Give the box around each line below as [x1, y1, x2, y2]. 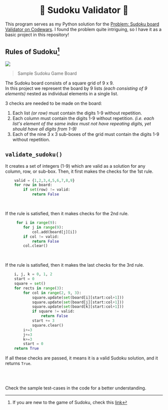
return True [14, 346, 39, 351]
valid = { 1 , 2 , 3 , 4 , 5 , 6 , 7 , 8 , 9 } [14, 178, 75, 183]
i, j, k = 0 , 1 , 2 [14, 272, 52, 277]
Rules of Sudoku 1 [5, 46, 60, 56]
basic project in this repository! [5, 31, 69, 37]
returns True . [5, 361, 31, 367]
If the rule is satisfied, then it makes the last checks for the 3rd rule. [5, 262, 144, 268]
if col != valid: [23, 234, 59, 239]
